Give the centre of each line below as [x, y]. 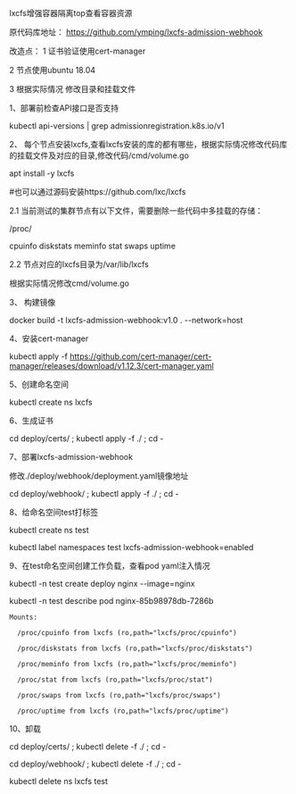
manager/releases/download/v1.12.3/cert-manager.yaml [111, 366]
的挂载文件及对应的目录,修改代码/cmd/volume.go [99, 155]
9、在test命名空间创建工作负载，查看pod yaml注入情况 [110, 566]
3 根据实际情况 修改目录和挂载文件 [73, 89]
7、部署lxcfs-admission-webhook [71, 457]
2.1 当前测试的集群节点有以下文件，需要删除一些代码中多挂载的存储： [136, 211]
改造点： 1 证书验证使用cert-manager [78, 51]
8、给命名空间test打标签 [54, 512]
